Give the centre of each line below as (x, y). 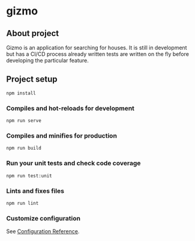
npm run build (24, 148)
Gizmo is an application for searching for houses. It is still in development (97, 47)
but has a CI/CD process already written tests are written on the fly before (97, 54)
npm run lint (22, 203)
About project (32, 33)
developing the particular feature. (47, 60)
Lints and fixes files (35, 191)
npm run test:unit (29, 175)
